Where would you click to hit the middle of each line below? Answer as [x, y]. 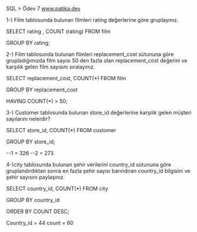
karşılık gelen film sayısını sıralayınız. [51, 67]
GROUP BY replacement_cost [42, 90]
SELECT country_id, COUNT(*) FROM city [57, 189]
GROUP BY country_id [33, 200]
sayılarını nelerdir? [28, 119]
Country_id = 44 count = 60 [40, 223]
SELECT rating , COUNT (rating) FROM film [58, 31]
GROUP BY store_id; [31, 142]
